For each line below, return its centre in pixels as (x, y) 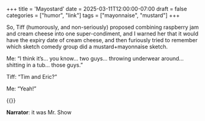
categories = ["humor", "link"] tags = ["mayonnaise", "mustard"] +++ (93, 15)
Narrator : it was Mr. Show (39, 112)
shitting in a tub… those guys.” (45, 65)
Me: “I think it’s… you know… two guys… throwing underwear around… (95, 58)
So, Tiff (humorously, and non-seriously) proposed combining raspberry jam (102, 27)
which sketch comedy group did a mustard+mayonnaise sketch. (87, 46)
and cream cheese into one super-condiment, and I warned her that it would (102, 34)
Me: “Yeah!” (21, 89)
